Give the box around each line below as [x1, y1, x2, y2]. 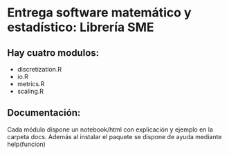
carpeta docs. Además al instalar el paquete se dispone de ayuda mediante [7, 132, 222, 141]
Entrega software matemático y [7, 5, 192, 21]
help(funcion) [7, 140, 46, 148]
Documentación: [7, 107, 81, 118]
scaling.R [17, 87, 44, 95]
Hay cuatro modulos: [7, 47, 100, 59]
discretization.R [17, 65, 62, 73]
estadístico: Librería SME [7, 19, 154, 35]
